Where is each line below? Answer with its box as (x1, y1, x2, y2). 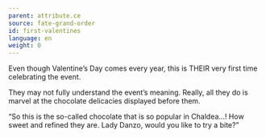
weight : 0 (8, 42, 42, 50)
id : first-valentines (8, 26, 81, 34)
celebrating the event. (8, 72, 81, 82)
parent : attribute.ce (8, 11, 81, 20)
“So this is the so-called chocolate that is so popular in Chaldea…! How (8, 112, 244, 121)
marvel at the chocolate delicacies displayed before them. (8, 96, 201, 106)
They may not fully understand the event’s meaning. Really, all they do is (8, 87, 248, 97)
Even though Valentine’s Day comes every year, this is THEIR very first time (8, 63, 258, 73)
